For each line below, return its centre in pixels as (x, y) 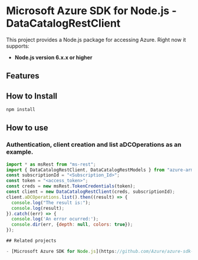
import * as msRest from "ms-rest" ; (51, 164)
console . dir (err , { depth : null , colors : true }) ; (72, 225)
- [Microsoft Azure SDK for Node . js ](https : (62, 251)
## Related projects (32, 241)
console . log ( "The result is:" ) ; (51, 203)
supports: (18, 46)
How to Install (32, 96)
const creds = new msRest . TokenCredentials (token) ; (71, 186)
